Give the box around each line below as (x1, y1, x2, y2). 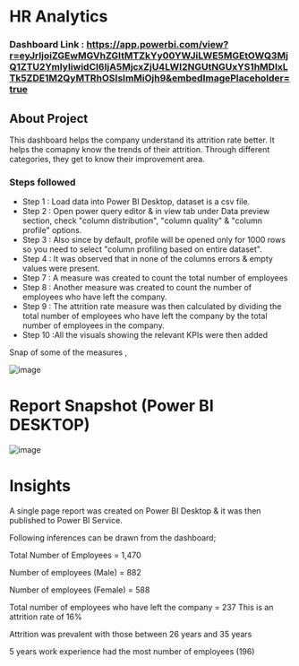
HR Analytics (9, 6, 108, 27)
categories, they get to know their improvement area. (9, 153, 206, 164)
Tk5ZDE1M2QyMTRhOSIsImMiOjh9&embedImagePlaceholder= (9, 72, 291, 84)
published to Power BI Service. (9, 515, 123, 526)
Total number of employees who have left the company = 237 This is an (9, 602, 274, 613)
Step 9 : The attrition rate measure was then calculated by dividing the (21, 301, 282, 312)
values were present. (21, 263, 100, 274)
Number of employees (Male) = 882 (9, 567, 141, 578)
